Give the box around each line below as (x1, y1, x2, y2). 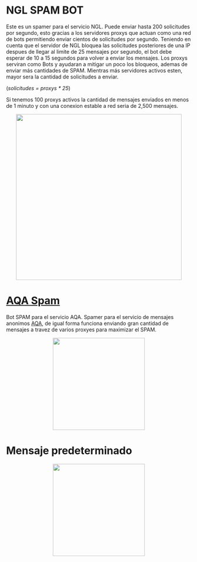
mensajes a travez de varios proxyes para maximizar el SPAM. (6, 326, 157, 333)
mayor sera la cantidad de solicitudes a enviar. (6, 73, 119, 80)
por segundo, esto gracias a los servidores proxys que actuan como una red (6, 29, 191, 36)
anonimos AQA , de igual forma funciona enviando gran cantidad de (6, 320, 169, 327)
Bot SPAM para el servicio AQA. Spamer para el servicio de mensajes (6, 313, 174, 320)
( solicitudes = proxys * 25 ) (6, 84, 71, 91)
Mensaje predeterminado (6, 444, 132, 458)
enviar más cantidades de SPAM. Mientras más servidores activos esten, (6, 67, 182, 74)
